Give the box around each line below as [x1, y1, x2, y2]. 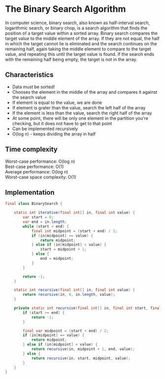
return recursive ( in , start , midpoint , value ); [31, 356, 131, 361]
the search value [12, 94, 47, 100]
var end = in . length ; [23, 219, 67, 224]
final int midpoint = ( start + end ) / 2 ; [31, 228, 118, 234]
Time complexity [5, 145, 58, 154]
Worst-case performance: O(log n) [5, 158, 75, 164]
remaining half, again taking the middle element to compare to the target [5, 46, 151, 52]
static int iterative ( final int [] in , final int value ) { [14, 210, 135, 215]
